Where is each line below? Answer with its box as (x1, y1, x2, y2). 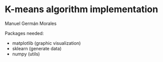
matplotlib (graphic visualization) (12, 40, 81, 46)
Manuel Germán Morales (5, 20, 57, 26)
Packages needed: (5, 30, 44, 36)
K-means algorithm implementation (5, 4, 158, 15)
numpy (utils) (12, 51, 40, 57)
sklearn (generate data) (12, 45, 62, 51)
